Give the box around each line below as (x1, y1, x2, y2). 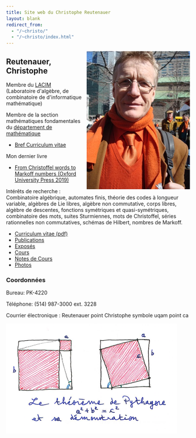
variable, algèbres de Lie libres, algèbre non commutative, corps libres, (6, 200, 177, 207)
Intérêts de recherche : (6, 187, 61, 194)
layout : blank (6, 15, 41, 22)
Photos (14, 261, 32, 268)
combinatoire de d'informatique (6, 94, 82, 101)
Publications (14, 236, 45, 243)
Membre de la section (6, 111, 58, 118)
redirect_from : (6, 22, 43, 28)
